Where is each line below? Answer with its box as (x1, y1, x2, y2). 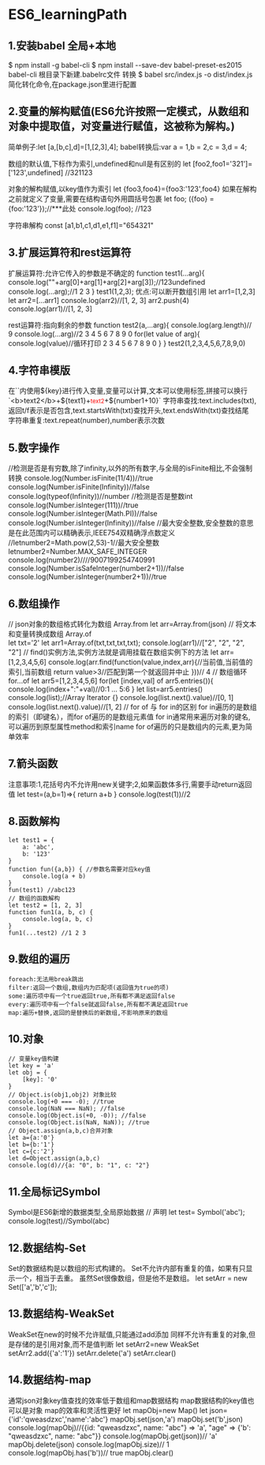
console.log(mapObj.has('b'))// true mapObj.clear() (8, 1448, 174, 1457)
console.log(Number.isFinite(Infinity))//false (8, 482, 150, 492)
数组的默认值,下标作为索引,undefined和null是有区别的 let (8, 159, 192, 168)
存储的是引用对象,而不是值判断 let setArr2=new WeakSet (14, 1339, 200, 1349)
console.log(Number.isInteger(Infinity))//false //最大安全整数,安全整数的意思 (8, 519, 254, 528)
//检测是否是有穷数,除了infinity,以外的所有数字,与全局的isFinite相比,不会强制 (8, 463, 252, 473)
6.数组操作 (8, 597, 61, 610)
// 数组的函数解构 (8, 894, 61, 902)
